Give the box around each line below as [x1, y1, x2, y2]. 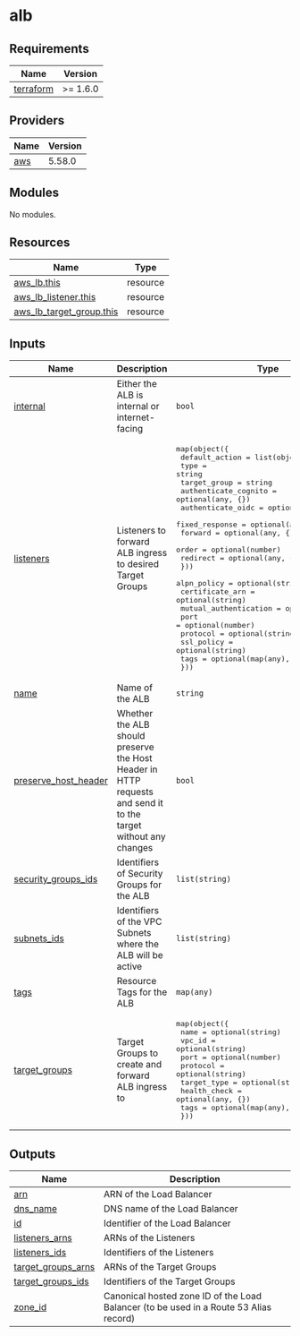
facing [116, 423, 144, 435]
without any [116, 830, 166, 843]
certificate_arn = [179, 587, 255, 596]
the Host [116, 752, 153, 765]
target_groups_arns [13, 1261, 96, 1273]
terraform [13, 82, 54, 95]
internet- [116, 411, 155, 424]
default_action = [179, 453, 251, 462]
